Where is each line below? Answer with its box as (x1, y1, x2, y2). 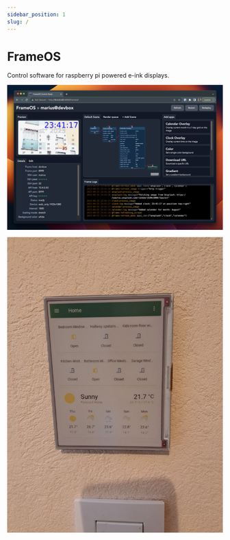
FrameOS (7, 49, 62, 64)
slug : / (7, 18, 29, 25)
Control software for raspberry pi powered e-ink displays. (7, 71, 170, 80)
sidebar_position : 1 (7, 11, 66, 18)
